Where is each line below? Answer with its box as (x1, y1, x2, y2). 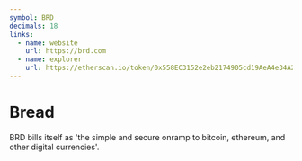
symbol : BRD (9, 13, 54, 22)
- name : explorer (17, 55, 83, 64)
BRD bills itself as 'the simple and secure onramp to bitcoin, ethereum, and (9, 131, 286, 142)
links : (9, 30, 34, 39)
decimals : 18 (9, 22, 58, 31)
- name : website (17, 38, 78, 48)
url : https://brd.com (25, 47, 106, 56)
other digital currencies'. (9, 141, 100, 152)
